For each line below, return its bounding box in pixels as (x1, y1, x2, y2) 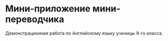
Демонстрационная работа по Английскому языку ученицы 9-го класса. (5, 30, 163, 36)
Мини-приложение (5, 3, 91, 14)
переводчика (5, 13, 64, 25)
